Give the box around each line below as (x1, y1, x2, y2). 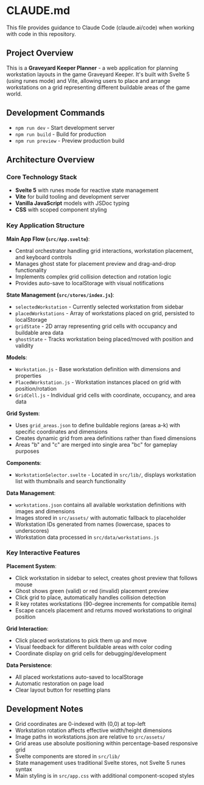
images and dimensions (15, 507, 75, 515)
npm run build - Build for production (15, 130, 107, 138)
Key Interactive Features (6, 549, 80, 557)
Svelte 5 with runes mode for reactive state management (15, 186, 158, 194)
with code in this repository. (6, 30, 76, 37)
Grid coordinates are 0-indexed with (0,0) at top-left (15, 720, 146, 727)
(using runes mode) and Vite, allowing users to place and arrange (6, 77, 171, 84)
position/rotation (15, 385, 57, 392)
